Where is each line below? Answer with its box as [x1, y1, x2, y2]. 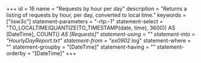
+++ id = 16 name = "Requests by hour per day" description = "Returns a [6, 5, 187, 12]
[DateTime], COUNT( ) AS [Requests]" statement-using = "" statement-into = [6, 31, 196, 38]
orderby [6, 50, 26, 56]
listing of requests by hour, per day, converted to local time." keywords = [6, 11, 187, 19]
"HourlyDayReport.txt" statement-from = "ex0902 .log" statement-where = [6, 37, 191, 44]
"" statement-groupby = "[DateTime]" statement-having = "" [6, 43, 156, 50]
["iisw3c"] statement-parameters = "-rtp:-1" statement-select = [6, 18, 164, 25]
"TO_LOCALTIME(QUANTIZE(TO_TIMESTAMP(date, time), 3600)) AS [6, 24, 176, 31]
